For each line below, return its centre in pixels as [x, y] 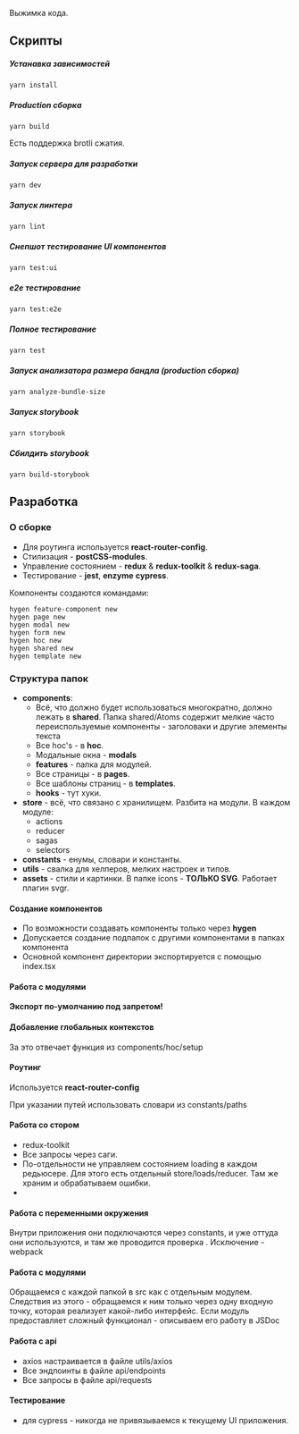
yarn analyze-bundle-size [57, 392]
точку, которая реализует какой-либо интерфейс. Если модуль [129, 1311]
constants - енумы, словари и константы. [102, 860]
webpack [26, 1252]
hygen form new [37, 633]
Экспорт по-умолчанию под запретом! [86, 1007]
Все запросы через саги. [70, 1155]
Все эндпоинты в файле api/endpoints [94, 1371]
